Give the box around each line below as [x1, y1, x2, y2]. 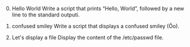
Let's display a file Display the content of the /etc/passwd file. [11, 34, 164, 41]
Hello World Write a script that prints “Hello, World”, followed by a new [11, 5, 185, 12]
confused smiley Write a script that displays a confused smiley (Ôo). [11, 23, 180, 29]
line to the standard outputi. [11, 11, 80, 18]
